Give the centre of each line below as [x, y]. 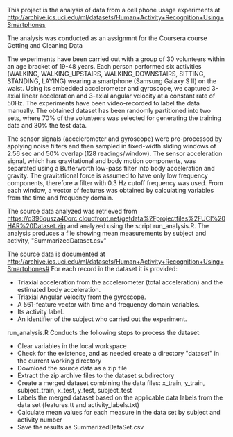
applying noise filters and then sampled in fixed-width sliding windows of [112, 146]
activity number [40, 420]
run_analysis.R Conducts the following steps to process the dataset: [104, 333]
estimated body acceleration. [59, 290]
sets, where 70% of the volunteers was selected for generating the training [114, 118]
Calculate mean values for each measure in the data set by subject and [119, 412]
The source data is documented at [56, 254]
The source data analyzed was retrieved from [72, 211]
